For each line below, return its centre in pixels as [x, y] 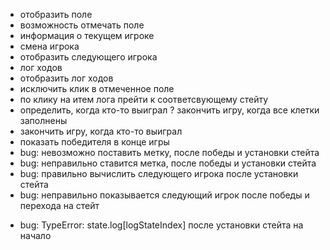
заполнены [43, 120]
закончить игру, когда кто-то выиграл [101, 131]
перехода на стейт [59, 205]
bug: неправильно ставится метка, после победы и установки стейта [168, 163]
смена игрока [49, 46]
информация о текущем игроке [87, 35]
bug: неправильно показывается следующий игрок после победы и [164, 195]
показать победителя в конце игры [94, 142]
